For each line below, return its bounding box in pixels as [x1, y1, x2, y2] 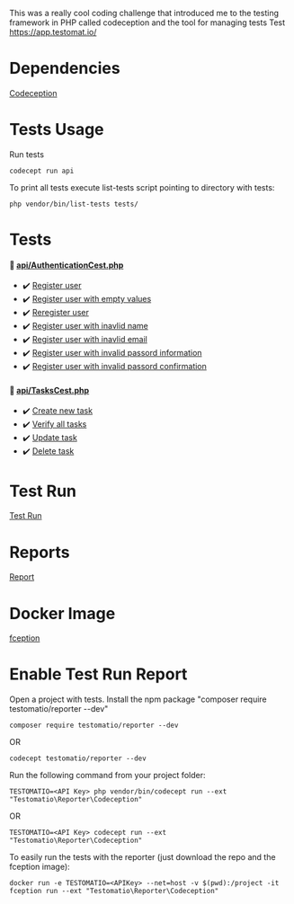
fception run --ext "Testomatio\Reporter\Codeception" [9, 887, 219, 896]
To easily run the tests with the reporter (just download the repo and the [9, 852, 276, 863]
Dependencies [9, 58, 120, 79]
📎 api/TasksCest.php [9, 385, 90, 395]
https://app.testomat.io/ [9, 27, 97, 37]
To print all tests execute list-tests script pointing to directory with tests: [9, 182, 275, 192]
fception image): [9, 862, 70, 873]
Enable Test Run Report [9, 664, 188, 685]
